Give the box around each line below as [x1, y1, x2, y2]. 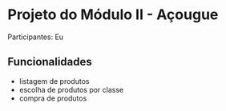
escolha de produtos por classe [18, 85, 124, 94]
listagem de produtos [18, 76, 90, 85]
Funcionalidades [7, 55, 93, 69]
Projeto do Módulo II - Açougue [7, 6, 219, 24]
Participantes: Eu [7, 32, 64, 42]
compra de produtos [18, 93, 87, 103]
